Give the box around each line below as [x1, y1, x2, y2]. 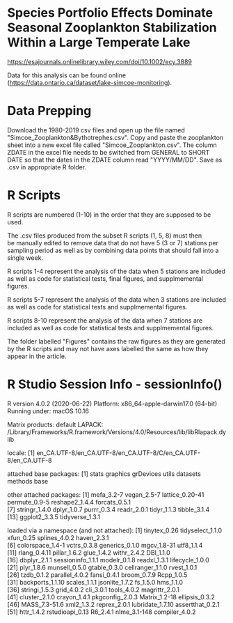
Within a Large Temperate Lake [7, 35, 191, 50]
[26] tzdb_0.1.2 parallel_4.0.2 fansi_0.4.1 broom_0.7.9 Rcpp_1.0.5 [7, 570, 188, 579]
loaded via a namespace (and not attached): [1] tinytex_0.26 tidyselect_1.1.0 [7, 526, 223, 534]
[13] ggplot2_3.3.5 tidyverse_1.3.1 [7, 512, 101, 521]
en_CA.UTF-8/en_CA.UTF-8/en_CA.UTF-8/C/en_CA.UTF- [36, 448, 200, 457]
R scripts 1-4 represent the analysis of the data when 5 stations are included [7, 267, 226, 275]
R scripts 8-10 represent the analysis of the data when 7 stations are [7, 316, 203, 325]
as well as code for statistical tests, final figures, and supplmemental [7, 274, 204, 283]
